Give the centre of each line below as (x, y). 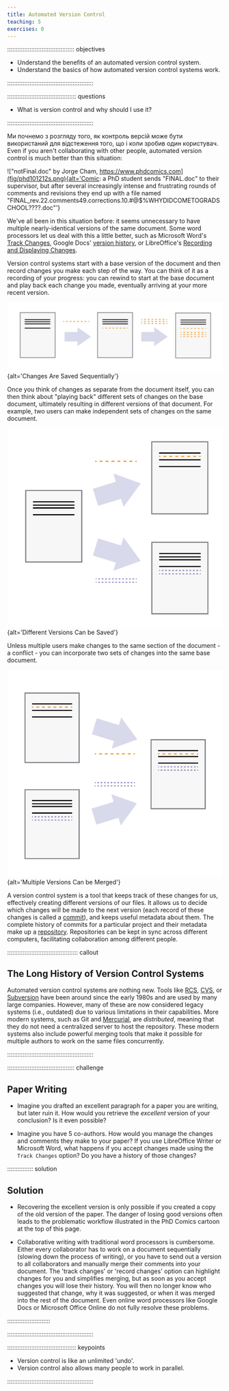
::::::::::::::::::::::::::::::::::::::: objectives (56, 49)
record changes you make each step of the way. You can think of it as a (108, 271)
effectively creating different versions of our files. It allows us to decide (107, 902)
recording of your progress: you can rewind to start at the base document (111, 278)
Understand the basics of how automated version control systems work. (119, 70)
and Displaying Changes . (42, 250)
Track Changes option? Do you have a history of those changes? (107, 1156)
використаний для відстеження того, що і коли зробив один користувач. (113, 143)
